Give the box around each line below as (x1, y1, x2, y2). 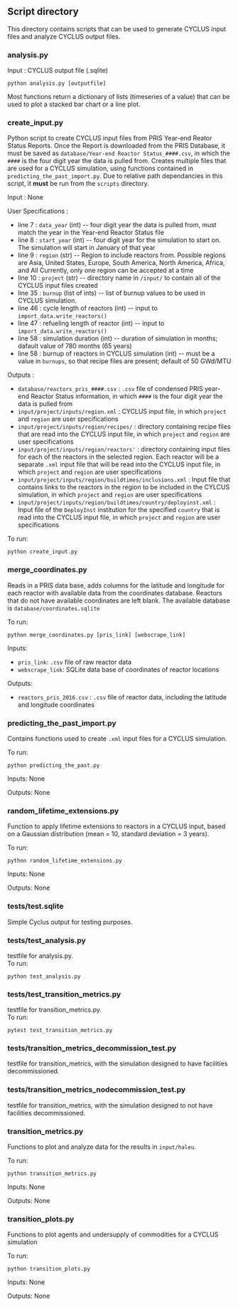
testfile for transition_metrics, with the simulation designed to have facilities (7, 1059, 228, 1068)
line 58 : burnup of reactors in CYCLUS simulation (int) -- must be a (17, 349, 215, 358)
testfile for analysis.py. (7, 951, 73, 960)
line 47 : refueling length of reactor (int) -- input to (17, 319, 165, 328)
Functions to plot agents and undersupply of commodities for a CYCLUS (7, 1230, 219, 1239)
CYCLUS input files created (17, 281, 98, 290)
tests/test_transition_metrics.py (7, 989, 121, 999)
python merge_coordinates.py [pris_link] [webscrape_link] (7, 631, 186, 638)
